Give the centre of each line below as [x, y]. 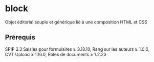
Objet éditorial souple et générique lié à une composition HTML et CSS [76, 22]
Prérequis [20, 37]
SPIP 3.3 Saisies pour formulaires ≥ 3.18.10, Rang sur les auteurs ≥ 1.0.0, [77, 49]
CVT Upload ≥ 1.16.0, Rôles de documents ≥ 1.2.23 [56, 54]
